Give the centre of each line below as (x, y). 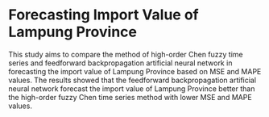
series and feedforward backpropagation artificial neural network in (120, 63)
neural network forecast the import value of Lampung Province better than (132, 88)
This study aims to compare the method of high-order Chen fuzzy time (126, 54)
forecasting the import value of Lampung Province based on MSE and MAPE (135, 71)
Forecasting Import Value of (103, 15)
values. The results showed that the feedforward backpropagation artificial (132, 80)
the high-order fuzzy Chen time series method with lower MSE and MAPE (130, 97)
